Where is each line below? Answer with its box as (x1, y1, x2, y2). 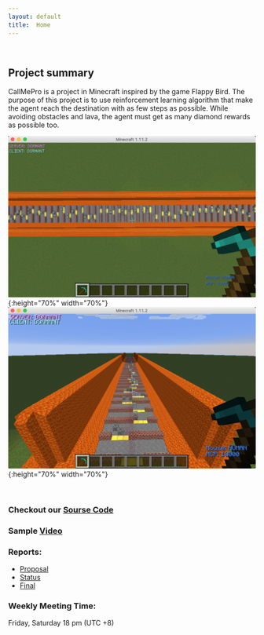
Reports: (8, 546, 42, 557)
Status (19, 573, 41, 582)
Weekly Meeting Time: (8, 600, 97, 611)
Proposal (19, 564, 49, 574)
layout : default (8, 13, 61, 20)
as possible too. (8, 120, 60, 130)
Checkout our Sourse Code (8, 504, 114, 515)
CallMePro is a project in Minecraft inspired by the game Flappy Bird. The (8, 87, 245, 97)
